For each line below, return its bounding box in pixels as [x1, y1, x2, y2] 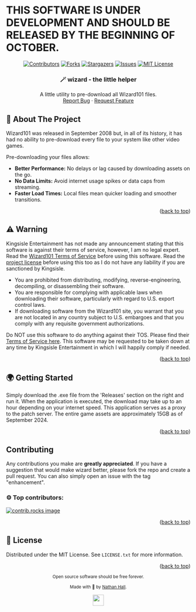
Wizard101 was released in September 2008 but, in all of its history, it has [6, 130, 183, 137]
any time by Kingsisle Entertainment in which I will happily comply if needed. [6, 344, 190, 351]
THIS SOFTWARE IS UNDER [6, 4, 141, 17]
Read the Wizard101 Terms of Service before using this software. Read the [6, 252, 185, 259]
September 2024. [6, 416, 49, 423]
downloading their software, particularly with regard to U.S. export [14, 295, 174, 302]
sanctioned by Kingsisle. [6, 265, 66, 272]
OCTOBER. [6, 41, 60, 55]
